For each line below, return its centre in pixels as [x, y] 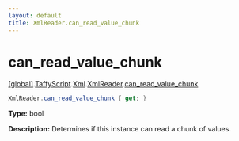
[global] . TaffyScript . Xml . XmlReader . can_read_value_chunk [103, 84]
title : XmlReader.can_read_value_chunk [74, 23]
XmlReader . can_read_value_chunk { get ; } [78, 99]
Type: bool [26, 114]
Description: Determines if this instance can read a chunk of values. [120, 129]
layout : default [35, 15]
